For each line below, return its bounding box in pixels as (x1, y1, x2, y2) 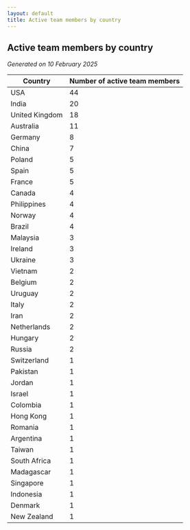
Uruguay (10, 289, 39, 299)
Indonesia (10, 489, 43, 499)
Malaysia (10, 233, 40, 242)
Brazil (10, 222, 29, 231)
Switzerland (10, 356, 49, 365)
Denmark (10, 500, 40, 510)
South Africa (10, 456, 51, 465)
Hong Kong (10, 411, 47, 421)
